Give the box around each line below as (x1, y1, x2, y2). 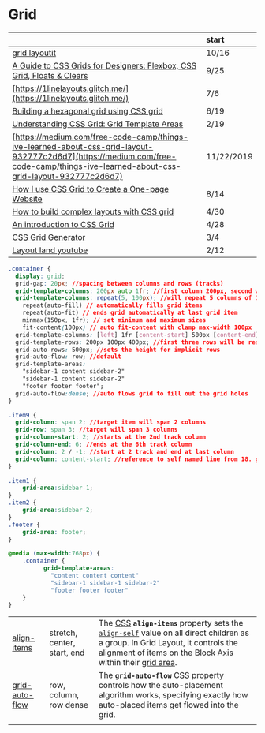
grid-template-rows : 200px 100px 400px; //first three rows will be (15, 338, 245, 346)
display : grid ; (15, 272, 65, 280)
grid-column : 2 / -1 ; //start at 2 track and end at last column (15, 447, 235, 455)
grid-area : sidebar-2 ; (22, 507, 93, 514)
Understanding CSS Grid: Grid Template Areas (12, 118, 184, 129)
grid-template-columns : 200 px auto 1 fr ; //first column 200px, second (15, 286, 252, 295)
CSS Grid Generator (12, 231, 86, 242)
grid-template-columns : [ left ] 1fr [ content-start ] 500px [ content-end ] (15, 331, 259, 338)
